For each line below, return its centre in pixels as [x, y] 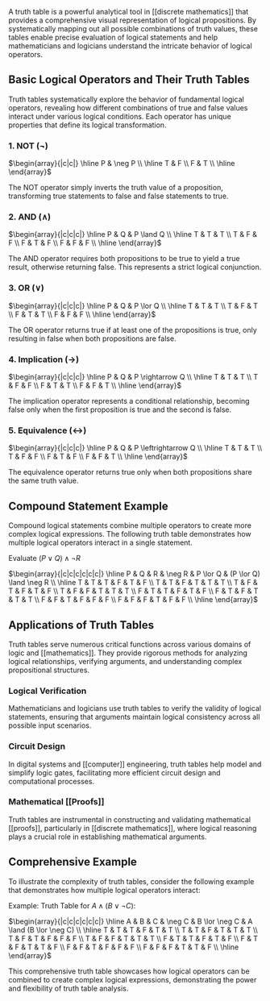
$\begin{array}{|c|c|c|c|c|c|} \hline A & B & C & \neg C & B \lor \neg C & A [131, 921]
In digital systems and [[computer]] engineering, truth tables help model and [135, 764]
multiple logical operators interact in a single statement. [101, 542]
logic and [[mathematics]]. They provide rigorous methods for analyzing [128, 653]
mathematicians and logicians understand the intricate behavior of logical [130, 46]
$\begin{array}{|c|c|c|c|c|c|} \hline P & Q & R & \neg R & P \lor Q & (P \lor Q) [134, 574]
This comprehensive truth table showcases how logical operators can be [129, 971]
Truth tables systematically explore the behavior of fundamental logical [126, 99]
